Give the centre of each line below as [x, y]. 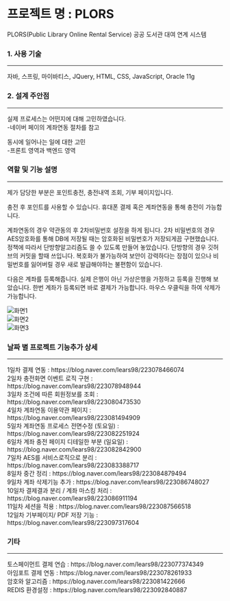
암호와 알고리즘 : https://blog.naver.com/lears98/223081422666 [96, 581]
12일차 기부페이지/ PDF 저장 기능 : [52, 515]
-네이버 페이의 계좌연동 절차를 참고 [53, 127]
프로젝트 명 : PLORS [61, 14]
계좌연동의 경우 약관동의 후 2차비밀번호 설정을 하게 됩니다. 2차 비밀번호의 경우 [111, 230]
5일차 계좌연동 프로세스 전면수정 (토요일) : [63, 426]
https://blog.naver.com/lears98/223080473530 [74, 402]
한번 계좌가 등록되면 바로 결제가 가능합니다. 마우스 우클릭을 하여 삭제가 [127, 287]
